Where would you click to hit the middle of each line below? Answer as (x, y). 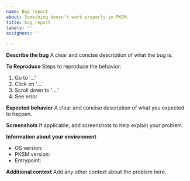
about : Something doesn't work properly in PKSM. (68, 17)
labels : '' (19, 28)
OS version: (28, 148)
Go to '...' (25, 78)
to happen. (19, 114)
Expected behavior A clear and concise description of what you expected (95, 108)
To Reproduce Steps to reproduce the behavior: (64, 66)
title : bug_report (28, 22)
